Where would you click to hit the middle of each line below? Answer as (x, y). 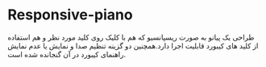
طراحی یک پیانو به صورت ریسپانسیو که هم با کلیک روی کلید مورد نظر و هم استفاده (131, 37)
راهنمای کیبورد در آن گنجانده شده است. (67, 54)
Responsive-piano (71, 15)
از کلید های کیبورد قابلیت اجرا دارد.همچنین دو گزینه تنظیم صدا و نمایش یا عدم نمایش (133, 45)
